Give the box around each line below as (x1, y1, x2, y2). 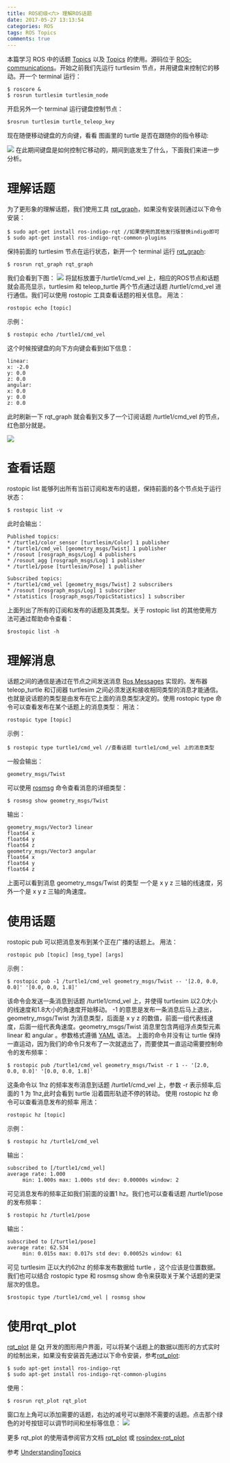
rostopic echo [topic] (7, 305, 72, 312)
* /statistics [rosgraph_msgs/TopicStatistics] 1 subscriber (7, 593, 186, 600)
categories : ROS (7, 23, 53, 29)
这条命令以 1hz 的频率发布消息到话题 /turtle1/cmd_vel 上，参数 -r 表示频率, (7, 1080, 216, 1089)
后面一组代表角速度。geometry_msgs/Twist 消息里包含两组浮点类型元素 (18, 1022, 221, 1031)
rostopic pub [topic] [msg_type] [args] (7, 951, 125, 958)
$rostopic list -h (7, 628, 60, 635)
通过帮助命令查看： (18, 614, 73, 623)
